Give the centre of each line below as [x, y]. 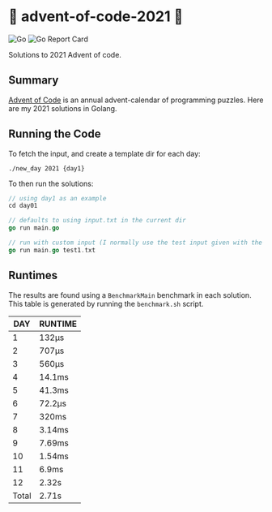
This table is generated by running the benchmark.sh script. [106, 303]
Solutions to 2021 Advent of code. [65, 54]
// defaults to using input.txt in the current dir [97, 221]
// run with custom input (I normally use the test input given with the [136, 243]
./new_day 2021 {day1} [47, 168]
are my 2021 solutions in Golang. [63, 108]
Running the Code [55, 134]
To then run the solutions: [51, 183]
